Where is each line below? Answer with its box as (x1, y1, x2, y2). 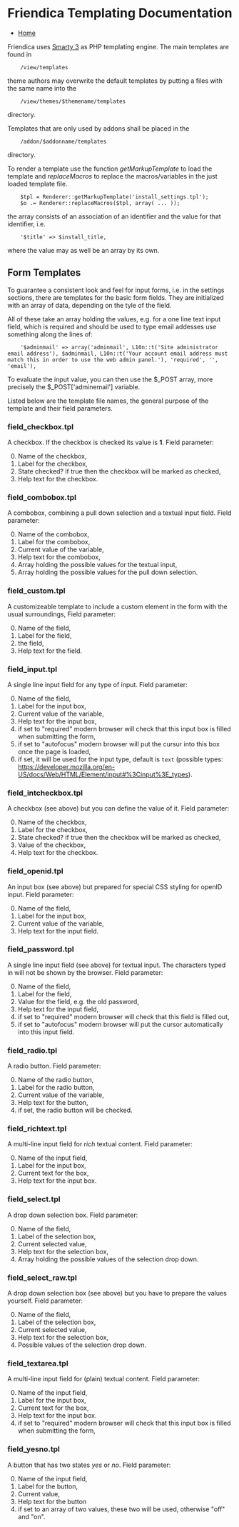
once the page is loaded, (17, 747, 91, 756)
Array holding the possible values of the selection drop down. (17, 1255, 199, 1263)
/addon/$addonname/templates (20, 138, 107, 145)
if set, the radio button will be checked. (17, 1106, 133, 1115)
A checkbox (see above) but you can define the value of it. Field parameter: (7, 804, 230, 813)
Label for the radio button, (17, 1083, 95, 1092)
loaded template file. (7, 179, 68, 188)
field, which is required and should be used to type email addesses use (7, 322, 217, 331)
